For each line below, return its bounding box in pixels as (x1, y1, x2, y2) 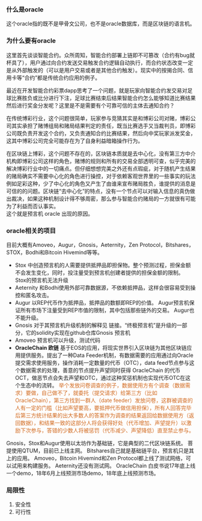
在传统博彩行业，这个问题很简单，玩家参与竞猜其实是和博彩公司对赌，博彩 (6, 114, 191, 121)
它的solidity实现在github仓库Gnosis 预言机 (25, 329, 130, 336)
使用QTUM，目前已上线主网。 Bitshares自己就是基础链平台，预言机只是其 (11, 446, 194, 454)
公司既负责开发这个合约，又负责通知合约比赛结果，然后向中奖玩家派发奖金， (6, 129, 196, 136)
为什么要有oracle (6, 37, 56, 45)
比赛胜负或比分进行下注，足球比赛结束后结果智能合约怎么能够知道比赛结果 (11, 94, 196, 102)
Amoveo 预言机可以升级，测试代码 (14, 337, 100, 344)
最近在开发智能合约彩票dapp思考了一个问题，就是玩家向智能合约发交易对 (6, 87, 188, 94)
